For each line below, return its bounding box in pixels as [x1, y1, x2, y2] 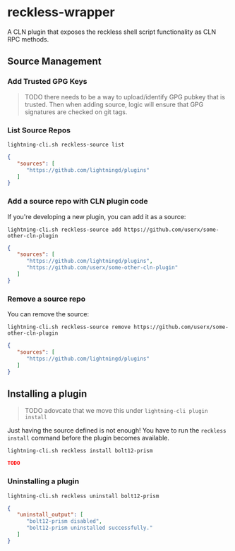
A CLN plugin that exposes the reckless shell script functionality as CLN [7, 27, 217, 36]
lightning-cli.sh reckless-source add [7, 226, 121, 233]
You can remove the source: [7, 310, 90, 318]
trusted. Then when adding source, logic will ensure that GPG [24, 100, 204, 109]
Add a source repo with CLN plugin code [7, 197, 148, 206]
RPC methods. [7, 35, 49, 43]
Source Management [7, 56, 102, 68]
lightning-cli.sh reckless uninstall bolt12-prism [7, 493, 159, 500]
